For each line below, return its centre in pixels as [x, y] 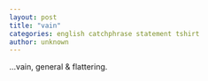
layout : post [33, 17]
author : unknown [39, 42]
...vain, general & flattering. [58, 67]
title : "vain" [35, 26]
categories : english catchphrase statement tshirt [104, 33]
